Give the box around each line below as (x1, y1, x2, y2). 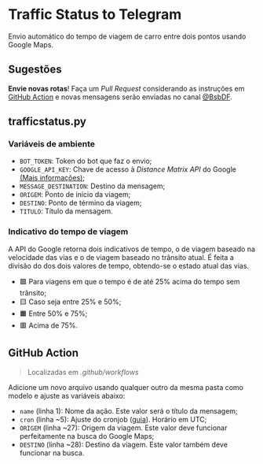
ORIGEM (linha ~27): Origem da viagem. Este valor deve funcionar (19, 423, 228, 432)
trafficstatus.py (8, 115, 86, 128)
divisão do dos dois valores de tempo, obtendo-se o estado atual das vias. (8, 261, 250, 270)
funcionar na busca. (19, 447, 85, 458)
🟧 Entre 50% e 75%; (19, 309, 88, 318)
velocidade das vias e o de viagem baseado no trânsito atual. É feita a (8, 252, 234, 262)
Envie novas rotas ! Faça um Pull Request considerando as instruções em (8, 84, 245, 93)
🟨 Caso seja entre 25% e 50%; (19, 297, 122, 306)
